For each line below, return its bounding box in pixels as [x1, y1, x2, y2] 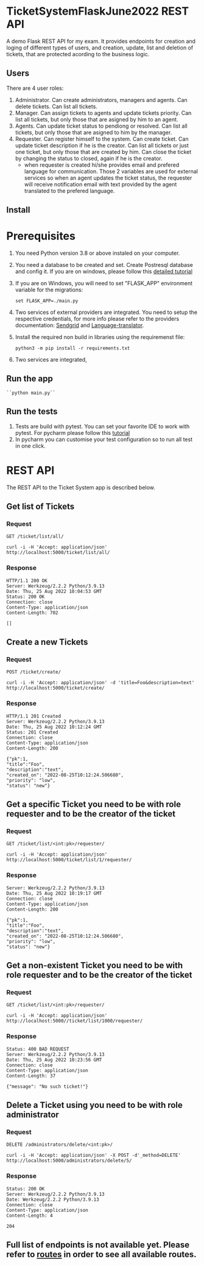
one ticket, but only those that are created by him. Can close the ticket [15, 148, 192, 155]
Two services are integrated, [15, 356, 87, 363]
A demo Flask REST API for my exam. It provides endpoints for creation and [6, 37, 196, 45]
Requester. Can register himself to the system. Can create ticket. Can [15, 135, 189, 142]
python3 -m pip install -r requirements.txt [15, 345, 130, 352]
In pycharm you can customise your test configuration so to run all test [15, 436, 193, 443]
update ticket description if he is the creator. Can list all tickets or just [15, 142, 189, 149]
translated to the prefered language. [24, 187, 115, 194]
